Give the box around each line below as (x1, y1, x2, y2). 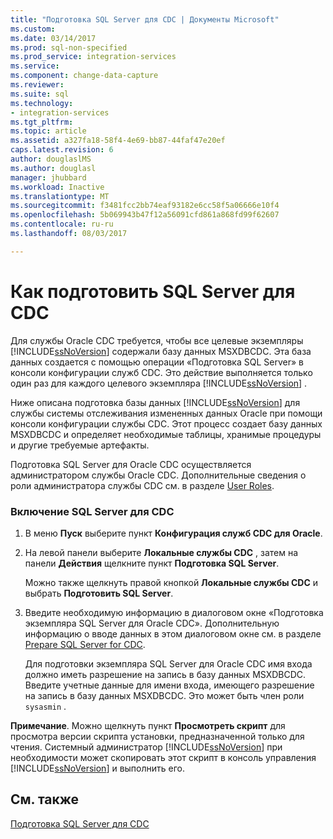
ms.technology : (10, 98, 74, 108)
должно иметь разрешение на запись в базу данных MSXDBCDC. (24, 668, 307, 680)
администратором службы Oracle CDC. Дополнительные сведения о (10, 469, 307, 481)
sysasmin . (24, 700, 67, 712)
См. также (10, 791, 80, 808)
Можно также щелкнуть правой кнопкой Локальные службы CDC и (24, 576, 318, 588)
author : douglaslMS (10, 154, 92, 164)
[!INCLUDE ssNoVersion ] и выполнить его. (10, 762, 186, 774)
